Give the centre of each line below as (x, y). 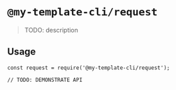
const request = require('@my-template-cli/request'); (89, 68)
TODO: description (51, 30)
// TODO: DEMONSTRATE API (45, 80)
